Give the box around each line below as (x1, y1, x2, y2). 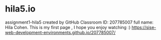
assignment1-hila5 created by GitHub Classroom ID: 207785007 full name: (5, 19, 154, 25)
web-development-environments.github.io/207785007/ (5, 29, 116, 35)
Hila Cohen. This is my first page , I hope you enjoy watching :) (5, 24, 131, 30)
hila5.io (5, 3, 36, 14)
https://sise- (131, 24, 157, 30)
